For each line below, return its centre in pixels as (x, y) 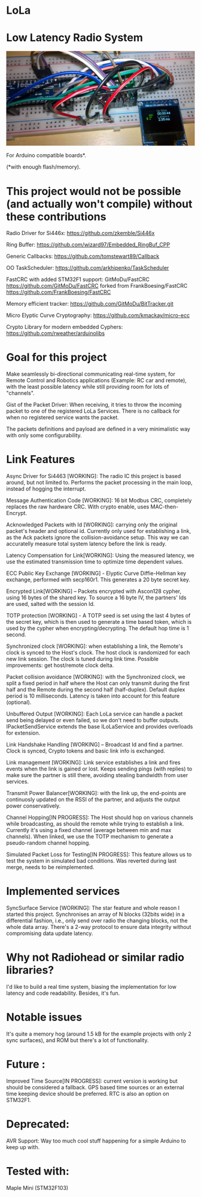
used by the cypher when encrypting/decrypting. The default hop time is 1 (98, 628)
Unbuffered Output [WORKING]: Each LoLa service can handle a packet (95, 714)
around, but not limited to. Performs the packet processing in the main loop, (99, 483)
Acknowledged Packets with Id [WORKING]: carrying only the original (92, 525)
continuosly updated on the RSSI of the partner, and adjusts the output (93, 800)
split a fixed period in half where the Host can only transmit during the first (98, 683)
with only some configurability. (44, 435)
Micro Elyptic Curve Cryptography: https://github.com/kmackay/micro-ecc (98, 315)
